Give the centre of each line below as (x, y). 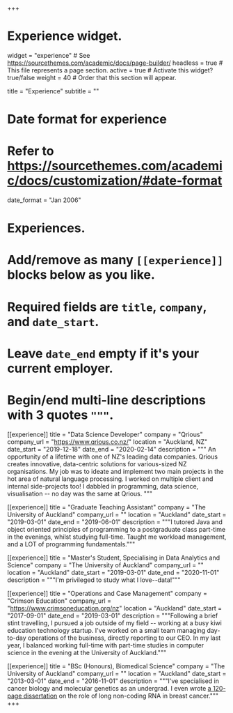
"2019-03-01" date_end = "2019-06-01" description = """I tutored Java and (115, 522)
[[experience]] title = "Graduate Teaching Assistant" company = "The (107, 507)
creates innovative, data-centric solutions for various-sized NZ (97, 463)
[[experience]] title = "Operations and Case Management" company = (107, 593)
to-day (17, 638)
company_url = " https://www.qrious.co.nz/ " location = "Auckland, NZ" (107, 442)
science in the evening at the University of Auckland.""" (87, 652)
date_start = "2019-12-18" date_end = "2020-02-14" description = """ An (112, 449)
